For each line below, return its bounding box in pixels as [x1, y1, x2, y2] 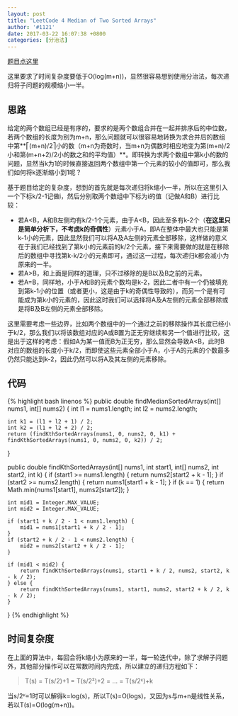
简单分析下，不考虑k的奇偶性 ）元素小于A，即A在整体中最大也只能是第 [23, 225, 229, 233]
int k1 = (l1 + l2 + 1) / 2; [7, 418, 93, 425]
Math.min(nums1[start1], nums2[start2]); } [7, 485, 130, 494]
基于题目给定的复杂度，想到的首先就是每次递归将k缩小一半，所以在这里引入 [7, 183, 228, 191]
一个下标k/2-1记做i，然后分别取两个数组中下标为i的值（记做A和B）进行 [7, 192, 214, 200]
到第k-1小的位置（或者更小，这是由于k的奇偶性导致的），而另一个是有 [17, 286, 220, 295]
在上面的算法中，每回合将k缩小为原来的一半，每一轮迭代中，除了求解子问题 [7, 653, 228, 661]
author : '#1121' [7, 23, 55, 30]
